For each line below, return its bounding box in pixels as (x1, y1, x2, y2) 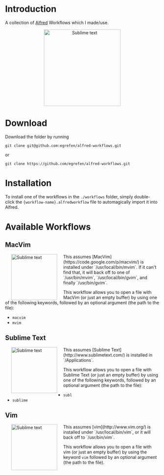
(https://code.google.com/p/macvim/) (63, 259, 140, 265)
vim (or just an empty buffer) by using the (63, 449, 147, 455)
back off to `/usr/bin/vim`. (63, 434, 115, 440)
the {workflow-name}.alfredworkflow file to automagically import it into (15, 199, 158, 205)
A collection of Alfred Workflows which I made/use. (5, 20, 109, 25)
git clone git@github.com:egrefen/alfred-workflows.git (5, 143, 121, 148)
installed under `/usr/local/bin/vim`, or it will (63, 429, 151, 435)
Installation (5, 178, 52, 189)
